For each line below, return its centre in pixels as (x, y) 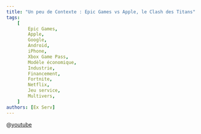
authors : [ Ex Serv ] (31, 107)
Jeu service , (44, 91)
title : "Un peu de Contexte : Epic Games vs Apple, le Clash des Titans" (101, 12)
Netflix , (39, 85)
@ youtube (19, 124)
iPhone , (37, 51)
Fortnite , (40, 79)
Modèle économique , (53, 62)
